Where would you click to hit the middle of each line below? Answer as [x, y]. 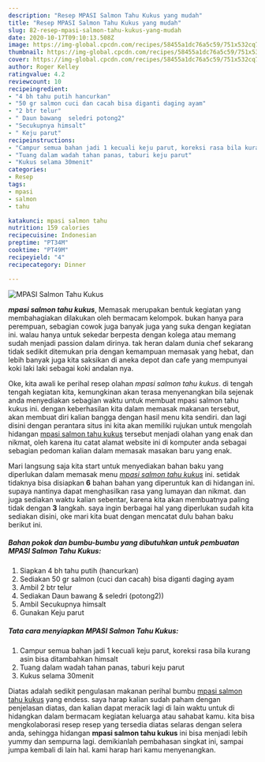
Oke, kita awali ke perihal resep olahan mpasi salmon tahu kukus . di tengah [131, 383]
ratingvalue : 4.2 [37, 74]
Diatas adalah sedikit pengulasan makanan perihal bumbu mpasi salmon [125, 691]
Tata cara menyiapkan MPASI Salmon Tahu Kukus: [93, 631]
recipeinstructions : [42, 140]
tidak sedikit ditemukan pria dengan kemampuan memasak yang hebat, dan [131, 351]
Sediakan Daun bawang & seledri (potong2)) [91, 596]
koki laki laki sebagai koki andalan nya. [71, 368]
